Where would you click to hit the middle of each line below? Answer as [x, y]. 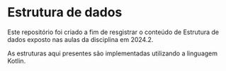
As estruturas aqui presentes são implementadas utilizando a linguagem [113, 53]
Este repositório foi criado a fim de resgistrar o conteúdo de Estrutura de [113, 32]
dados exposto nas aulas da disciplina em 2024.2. [80, 39]
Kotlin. [17, 60]
